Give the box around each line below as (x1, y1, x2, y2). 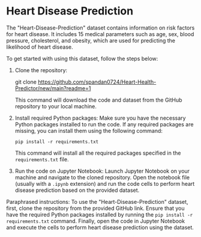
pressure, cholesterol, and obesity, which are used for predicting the (6, 37, 176, 44)
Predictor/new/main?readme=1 (14, 84, 91, 91)
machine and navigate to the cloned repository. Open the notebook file (14, 173, 190, 181)
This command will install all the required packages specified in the (14, 149, 181, 156)
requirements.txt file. (14, 155, 69, 163)
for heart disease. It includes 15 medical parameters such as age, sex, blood (6, 30, 194, 37)
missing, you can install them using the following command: (14, 127, 163, 134)
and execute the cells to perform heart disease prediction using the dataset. (6, 224, 194, 231)
